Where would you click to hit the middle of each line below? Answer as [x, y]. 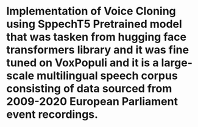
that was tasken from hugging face [97, 37]
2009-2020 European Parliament [92, 102]
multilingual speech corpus [107, 76]
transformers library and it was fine [98, 50]
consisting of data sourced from [89, 89]
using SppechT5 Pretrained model [94, 24]
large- [177, 63]
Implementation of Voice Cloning [91, 11]
